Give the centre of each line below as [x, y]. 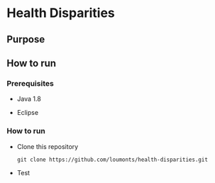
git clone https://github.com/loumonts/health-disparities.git [112, 160]
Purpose [26, 39]
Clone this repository [48, 146]
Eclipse [28, 113]
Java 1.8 [29, 99]
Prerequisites [30, 83]
